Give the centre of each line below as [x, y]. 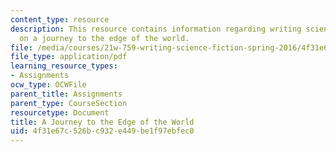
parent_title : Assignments [66, 94]
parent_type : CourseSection [69, 103]
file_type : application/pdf [69, 57]
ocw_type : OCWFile [48, 85]
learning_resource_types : [64, 66]
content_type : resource [60, 19]
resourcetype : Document [60, 112]
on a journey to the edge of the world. [104, 38]
